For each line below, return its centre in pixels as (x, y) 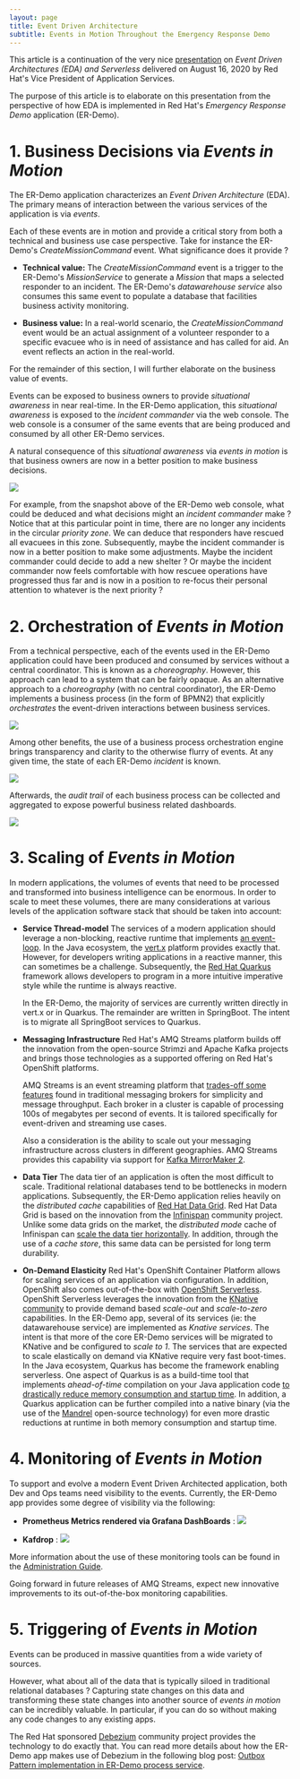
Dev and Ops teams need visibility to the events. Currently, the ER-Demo (143, 1493)
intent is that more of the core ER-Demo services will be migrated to (147, 1337)
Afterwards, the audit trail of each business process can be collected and (145, 795)
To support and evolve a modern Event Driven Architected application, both (149, 1484)
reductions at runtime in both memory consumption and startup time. (150, 1423)
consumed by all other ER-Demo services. (87, 434)
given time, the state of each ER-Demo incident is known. (115, 761)
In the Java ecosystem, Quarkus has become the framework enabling (150, 1365)
